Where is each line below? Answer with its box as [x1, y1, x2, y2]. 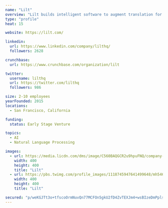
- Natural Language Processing [9, 140, 75, 145]
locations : [5, 103, 28, 108]
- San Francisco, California [9, 108, 70, 113]
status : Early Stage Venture [9, 122, 70, 127]
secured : [5, 195, 23, 200]
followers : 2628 [9, 48, 43, 53]
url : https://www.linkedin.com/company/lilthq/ [9, 44, 111, 49]
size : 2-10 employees [5, 94, 50, 99]
